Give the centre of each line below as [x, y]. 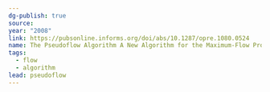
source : [21, 23]
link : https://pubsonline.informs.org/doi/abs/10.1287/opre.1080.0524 [129, 38]
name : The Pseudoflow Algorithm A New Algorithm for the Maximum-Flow [129, 46]
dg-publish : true [37, 16]
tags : [17, 53]
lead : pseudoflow [37, 75]
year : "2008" [30, 30]
